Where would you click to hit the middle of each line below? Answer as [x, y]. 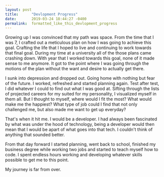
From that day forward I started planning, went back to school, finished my [81, 144]
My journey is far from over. [33, 170]
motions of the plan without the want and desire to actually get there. [75, 69]
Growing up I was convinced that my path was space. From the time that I [80, 37]
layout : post [18, 10]
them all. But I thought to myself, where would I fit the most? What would [78, 99]
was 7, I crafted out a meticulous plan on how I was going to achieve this [78, 43]
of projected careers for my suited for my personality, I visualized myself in [81, 94]
